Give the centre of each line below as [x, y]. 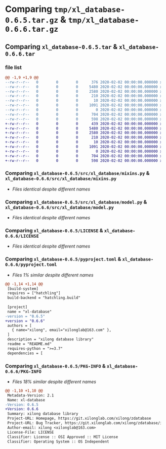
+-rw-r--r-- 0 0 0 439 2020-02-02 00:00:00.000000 [82, 124]
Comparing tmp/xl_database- [65, 9]
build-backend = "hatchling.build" [44, 298]
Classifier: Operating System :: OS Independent [58, 442]
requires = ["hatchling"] [34, 293]
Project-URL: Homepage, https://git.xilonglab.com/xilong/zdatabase [79, 418]
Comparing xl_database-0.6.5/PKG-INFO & [56, 366]
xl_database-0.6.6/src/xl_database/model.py [60, 207]
